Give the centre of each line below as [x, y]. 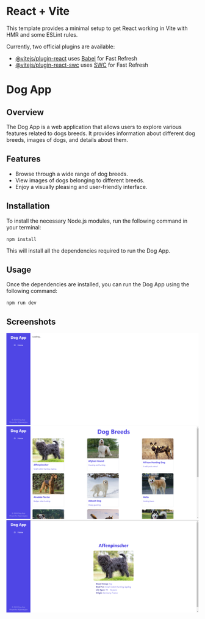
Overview [25, 112]
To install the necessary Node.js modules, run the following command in [97, 221]
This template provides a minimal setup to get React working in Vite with [97, 28]
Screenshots [31, 321]
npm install [21, 239]
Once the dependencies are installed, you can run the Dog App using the [98, 284]
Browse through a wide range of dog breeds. [71, 174]
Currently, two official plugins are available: [61, 46]
